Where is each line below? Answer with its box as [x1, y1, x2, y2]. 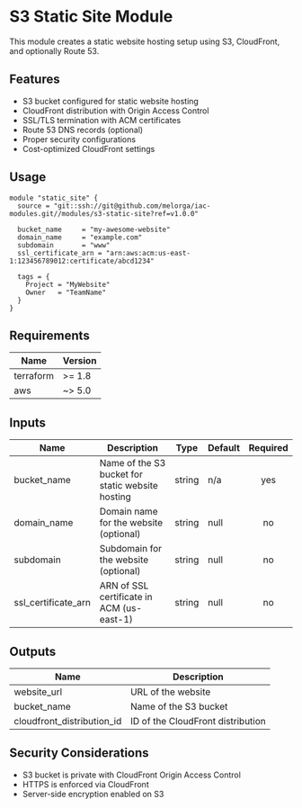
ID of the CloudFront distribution [129, 715, 267, 727]
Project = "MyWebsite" [25, 280, 111, 289]
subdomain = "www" [17, 240, 111, 249]
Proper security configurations [22, 133, 137, 145]
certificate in [99, 591, 153, 604]
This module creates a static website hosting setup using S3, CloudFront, [9, 36, 280, 47]
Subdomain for [99, 543, 163, 555]
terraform [13, 370, 55, 382]
